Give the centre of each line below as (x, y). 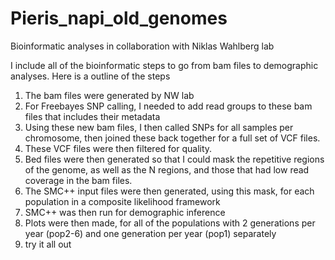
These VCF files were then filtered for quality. (118, 148)
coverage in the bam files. (78, 180)
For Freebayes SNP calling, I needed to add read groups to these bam (168, 106)
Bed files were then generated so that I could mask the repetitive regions (174, 159)
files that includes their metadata (92, 116)
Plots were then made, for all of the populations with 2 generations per (170, 223)
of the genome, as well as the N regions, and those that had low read (167, 169)
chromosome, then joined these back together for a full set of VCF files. (172, 138)
